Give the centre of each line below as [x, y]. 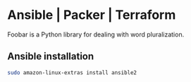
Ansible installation [51, 56]
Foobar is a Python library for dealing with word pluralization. [96, 34]
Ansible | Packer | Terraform [92, 15]
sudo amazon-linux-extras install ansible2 [72, 73]
